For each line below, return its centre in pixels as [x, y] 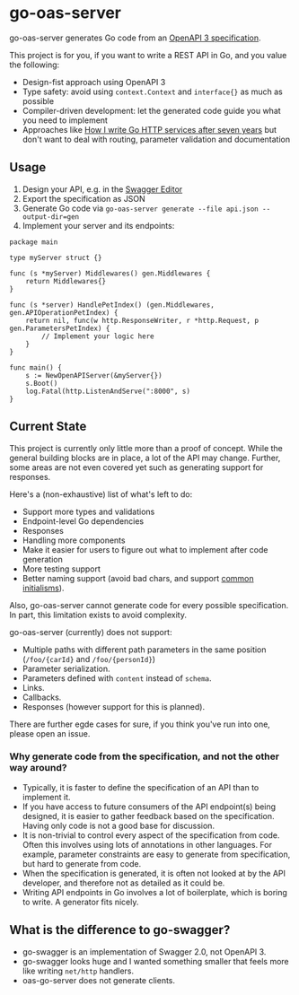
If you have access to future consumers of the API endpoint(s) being [149, 807]
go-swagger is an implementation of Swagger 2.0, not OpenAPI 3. [144, 951]
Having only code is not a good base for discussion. [119, 825]
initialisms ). [43, 588]
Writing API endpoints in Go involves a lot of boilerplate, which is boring [154, 892]
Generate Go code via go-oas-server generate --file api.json [140, 208]
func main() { [36, 367]
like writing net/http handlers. [78, 971]
